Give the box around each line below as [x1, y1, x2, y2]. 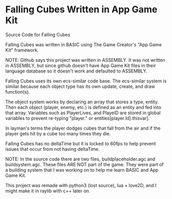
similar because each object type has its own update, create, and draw [5, 83, 156, 89]
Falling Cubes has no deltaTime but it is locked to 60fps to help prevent [5, 140, 156, 147]
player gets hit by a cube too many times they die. [5, 130, 111, 137]
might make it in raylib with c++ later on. [5, 188, 91, 194]
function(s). [5, 88, 30, 95]
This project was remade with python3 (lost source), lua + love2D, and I [5, 182, 157, 188]
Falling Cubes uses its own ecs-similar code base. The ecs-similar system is [5, 78, 167, 84]
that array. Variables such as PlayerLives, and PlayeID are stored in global [5, 110, 161, 116]
